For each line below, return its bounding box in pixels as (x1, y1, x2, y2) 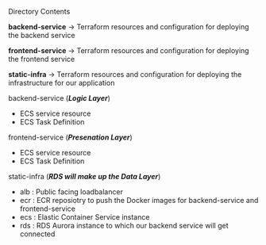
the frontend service (8, 55, 75, 63)
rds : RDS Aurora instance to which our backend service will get (19, 221, 229, 230)
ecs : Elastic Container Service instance (19, 212, 150, 221)
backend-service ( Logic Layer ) (8, 94, 111, 102)
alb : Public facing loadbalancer (19, 187, 123, 197)
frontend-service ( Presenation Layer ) (8, 132, 133, 142)
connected (19, 229, 56, 239)
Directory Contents (8, 7, 71, 16)
